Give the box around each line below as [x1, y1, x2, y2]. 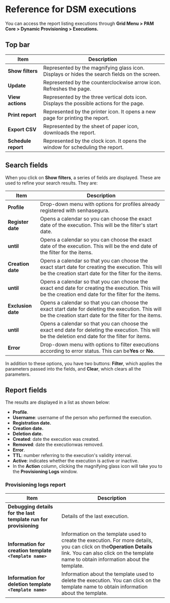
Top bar [5, 41, 30, 49]
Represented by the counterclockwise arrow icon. [43, 79, 161, 86]
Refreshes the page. [43, 85, 92, 92]
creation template [8, 547, 52, 554]
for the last [8, 509, 35, 517]
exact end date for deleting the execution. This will [40, 326, 160, 334]
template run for [8, 516, 48, 523]
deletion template [8, 581, 52, 588]
